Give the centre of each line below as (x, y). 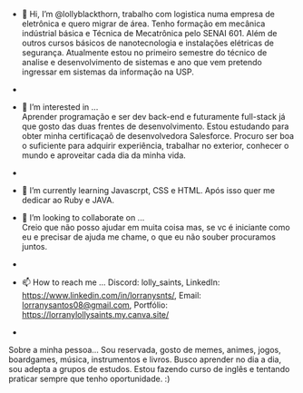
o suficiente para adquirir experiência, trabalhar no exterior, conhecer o (155, 146)
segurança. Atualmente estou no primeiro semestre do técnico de (144, 53)
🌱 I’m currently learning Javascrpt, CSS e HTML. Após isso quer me (148, 190)
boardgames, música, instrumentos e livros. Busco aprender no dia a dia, (145, 359)
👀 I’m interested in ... (60, 107)
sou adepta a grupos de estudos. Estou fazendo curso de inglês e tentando (149, 369)
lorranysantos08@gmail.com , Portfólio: (95, 305)
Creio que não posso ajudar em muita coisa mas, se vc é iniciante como (156, 227)
